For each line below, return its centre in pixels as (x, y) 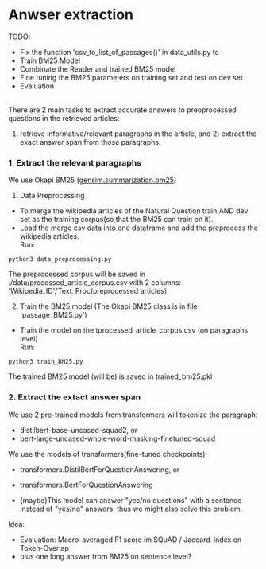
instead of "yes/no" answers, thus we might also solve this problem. (131, 509)
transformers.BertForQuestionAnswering (86, 485)
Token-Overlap (44, 548)
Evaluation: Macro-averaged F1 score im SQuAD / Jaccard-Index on (131, 540)
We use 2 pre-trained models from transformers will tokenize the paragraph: (133, 415)
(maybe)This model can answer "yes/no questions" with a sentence (131, 500)
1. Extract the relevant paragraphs (75, 162)
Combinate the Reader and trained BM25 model (98, 68)
